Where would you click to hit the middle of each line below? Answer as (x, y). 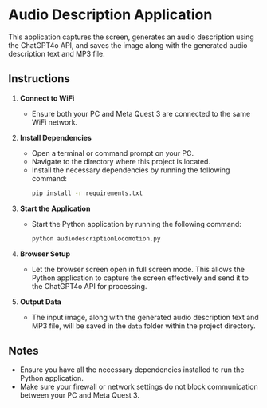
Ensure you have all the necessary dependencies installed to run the (132, 370)
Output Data (40, 302)
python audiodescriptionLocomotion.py (96, 238)
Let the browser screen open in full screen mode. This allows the (138, 269)
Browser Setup (45, 254)
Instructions (39, 79)
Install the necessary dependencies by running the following (131, 170)
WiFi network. (55, 122)
